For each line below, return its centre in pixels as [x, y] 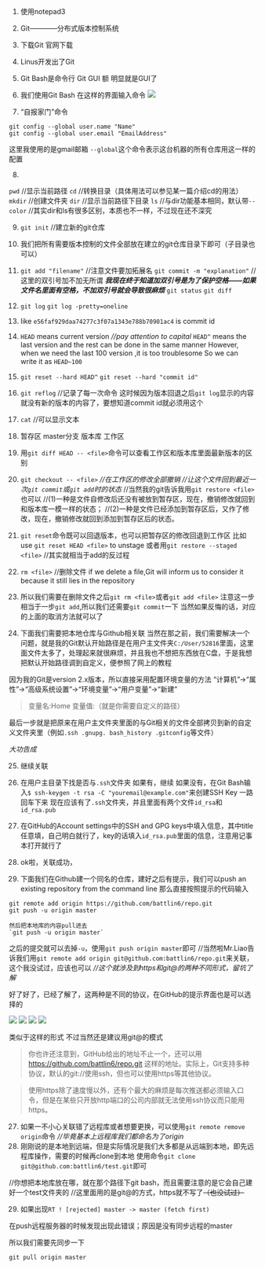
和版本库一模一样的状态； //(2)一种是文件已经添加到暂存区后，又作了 [131, 509]
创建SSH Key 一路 [224, 792]
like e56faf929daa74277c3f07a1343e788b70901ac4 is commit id [117, 321]
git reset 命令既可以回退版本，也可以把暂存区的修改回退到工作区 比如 [133, 535]
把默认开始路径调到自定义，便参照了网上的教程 [96, 662]
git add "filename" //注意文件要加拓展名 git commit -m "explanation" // [138, 270]
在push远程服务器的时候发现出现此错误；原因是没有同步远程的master [121, 1226]
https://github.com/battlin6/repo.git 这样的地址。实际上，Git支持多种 [139, 1063]
